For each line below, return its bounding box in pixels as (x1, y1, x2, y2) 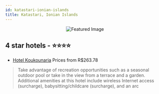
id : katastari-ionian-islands (5, 7, 69, 13)
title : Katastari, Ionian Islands (5, 12, 78, 17)
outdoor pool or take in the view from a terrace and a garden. (17, 72, 145, 78)
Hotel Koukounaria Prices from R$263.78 (12, 57, 98, 63)
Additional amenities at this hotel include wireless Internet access (17, 78, 154, 84)
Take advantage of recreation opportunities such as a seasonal (17, 67, 149, 73)
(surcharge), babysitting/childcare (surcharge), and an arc (17, 83, 139, 89)
